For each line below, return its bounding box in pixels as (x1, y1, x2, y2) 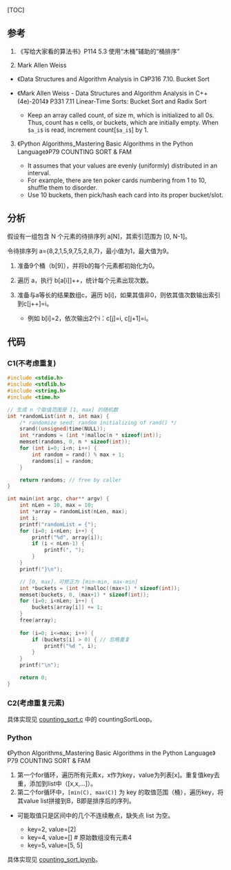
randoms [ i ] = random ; (32, 457, 94, 464)
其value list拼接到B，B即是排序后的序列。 (17, 797, 136, 805)
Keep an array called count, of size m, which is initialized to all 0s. (27, 110, 215, 119)
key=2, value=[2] (27, 825, 77, 833)
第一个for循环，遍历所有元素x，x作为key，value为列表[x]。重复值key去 (17, 771, 221, 779)
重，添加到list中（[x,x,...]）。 (17, 780, 97, 788)
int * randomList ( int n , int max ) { (7, 413, 110, 419)
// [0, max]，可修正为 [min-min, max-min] (19, 578, 138, 585)
